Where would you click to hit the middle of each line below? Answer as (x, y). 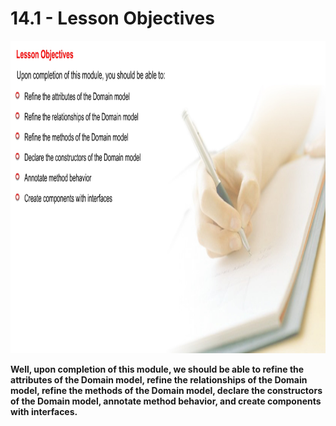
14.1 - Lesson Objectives (112, 18)
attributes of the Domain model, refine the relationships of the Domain (159, 379)
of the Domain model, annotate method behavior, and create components (166, 401)
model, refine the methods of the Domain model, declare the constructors (166, 390)
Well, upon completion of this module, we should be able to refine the (157, 369)
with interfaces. (44, 411)
